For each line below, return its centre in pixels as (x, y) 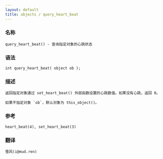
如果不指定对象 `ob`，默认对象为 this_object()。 (52, 103)
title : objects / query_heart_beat (42, 14)
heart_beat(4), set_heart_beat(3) (41, 127)
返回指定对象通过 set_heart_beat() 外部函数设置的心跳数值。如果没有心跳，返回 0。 (82, 93)
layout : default (22, 10)
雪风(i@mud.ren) (21, 152)
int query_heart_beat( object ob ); (43, 68)
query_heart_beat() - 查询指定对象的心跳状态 (49, 44)
